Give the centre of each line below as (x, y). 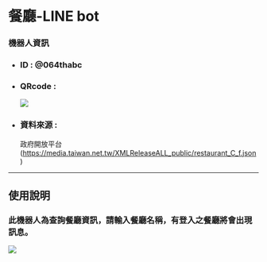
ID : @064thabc (51, 65)
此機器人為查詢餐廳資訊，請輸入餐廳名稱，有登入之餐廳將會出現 (130, 220)
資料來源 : (39, 125)
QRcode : (38, 86)
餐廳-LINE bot (54, 16)
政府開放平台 (41, 144)
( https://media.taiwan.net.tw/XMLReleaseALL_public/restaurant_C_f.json (138, 152)
